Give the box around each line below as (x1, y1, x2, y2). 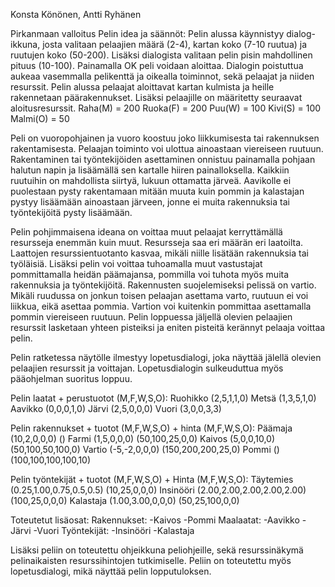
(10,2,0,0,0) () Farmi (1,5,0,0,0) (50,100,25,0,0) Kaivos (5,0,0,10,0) (10, 433, 276, 444)
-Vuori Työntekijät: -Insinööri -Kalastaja (33, 525, 195, 536)
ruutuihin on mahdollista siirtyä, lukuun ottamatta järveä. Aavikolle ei (10, 175, 292, 186)
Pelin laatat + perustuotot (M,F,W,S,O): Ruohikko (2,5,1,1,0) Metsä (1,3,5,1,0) (10, 392, 317, 404)
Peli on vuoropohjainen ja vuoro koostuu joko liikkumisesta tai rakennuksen (10, 132, 320, 144)
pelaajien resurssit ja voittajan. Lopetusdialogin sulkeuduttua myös (10, 362, 284, 374)
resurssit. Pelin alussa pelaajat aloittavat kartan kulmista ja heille (10, 81, 275, 93)
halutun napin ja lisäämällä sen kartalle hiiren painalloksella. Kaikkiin (10, 164, 290, 176)
